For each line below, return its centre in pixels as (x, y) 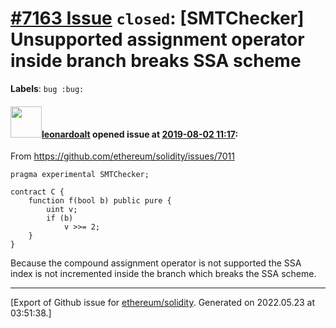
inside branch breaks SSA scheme (156, 61)
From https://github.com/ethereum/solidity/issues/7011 (122, 156)
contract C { (37, 192)
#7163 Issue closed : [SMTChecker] (157, 18)
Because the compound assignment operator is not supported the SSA (156, 263)
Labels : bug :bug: (47, 88)
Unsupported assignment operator (157, 39)
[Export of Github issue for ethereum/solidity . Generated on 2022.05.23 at (163, 303)
